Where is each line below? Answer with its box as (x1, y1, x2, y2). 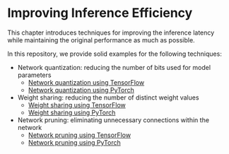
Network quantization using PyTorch (28, 85, 134, 94)
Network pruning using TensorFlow (28, 131, 131, 139)
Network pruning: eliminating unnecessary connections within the (17, 115, 210, 124)
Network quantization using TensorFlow (28, 78, 145, 86)
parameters (17, 71, 52, 79)
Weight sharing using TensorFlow (28, 100, 126, 109)
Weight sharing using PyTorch (28, 108, 116, 117)
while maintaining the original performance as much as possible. (7, 35, 196, 44)
